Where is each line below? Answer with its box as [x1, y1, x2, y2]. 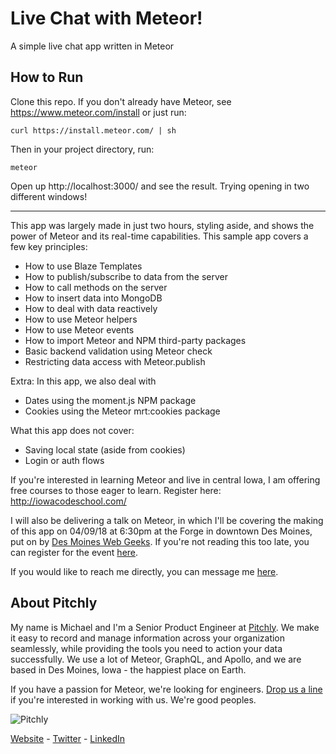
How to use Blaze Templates [24, 260, 143, 272]
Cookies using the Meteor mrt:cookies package [24, 405, 221, 417]
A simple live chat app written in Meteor [10, 40, 175, 52]
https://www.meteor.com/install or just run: [10, 106, 187, 118]
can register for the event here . [10, 546, 139, 558]
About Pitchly [10, 595, 98, 612]
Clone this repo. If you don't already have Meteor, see [10, 95, 232, 107]
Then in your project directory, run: [10, 143, 155, 155]
